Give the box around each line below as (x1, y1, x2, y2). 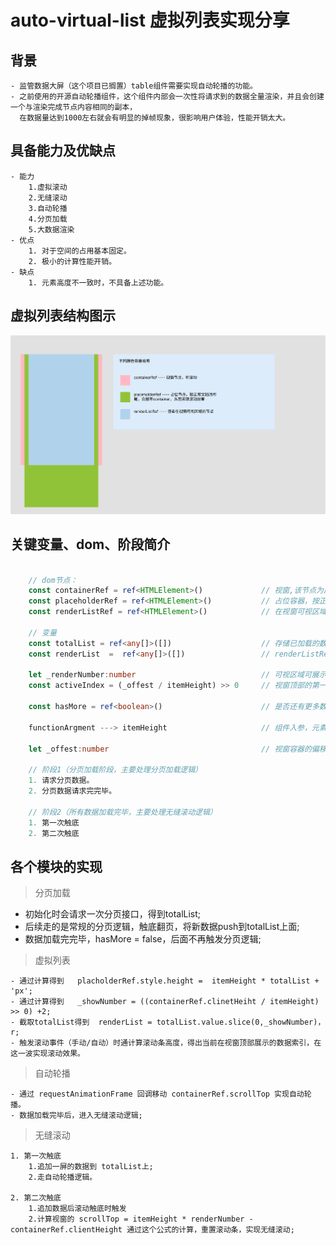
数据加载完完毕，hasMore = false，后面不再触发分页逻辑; (24, 933, 262, 945)
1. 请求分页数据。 (28, 776, 95, 786)
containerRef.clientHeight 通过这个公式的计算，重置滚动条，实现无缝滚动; (10, 1225, 295, 1235)
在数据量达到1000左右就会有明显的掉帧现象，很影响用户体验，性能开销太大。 (19, 113, 291, 123)
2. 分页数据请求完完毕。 (28, 786, 117, 796)
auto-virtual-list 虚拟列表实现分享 (10, 9, 290, 32)
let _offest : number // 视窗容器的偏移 (28, 744, 327, 754)
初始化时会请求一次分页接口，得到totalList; (24, 908, 202, 920)
